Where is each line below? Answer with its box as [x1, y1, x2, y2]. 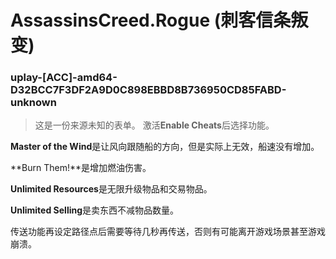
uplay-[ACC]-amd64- [10, 71, 118, 85]
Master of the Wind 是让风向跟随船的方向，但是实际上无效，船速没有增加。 [10, 141, 320, 153]
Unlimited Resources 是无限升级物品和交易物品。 [10, 183, 213, 195]
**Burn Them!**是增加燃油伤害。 [10, 162, 152, 174]
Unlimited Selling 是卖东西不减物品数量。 [10, 204, 180, 216]
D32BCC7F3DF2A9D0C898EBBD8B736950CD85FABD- [10, 83, 287, 97]
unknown [10, 96, 57, 110]
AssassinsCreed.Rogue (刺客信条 [10, 9, 292, 32]
